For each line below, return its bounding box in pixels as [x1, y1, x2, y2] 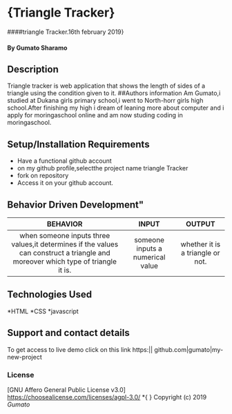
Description [7, 63, 59, 75]
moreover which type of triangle [12, 257, 117, 266]
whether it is [180, 239, 221, 249]
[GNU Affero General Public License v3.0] [7, 385, 126, 394]
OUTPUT [186, 219, 215, 228]
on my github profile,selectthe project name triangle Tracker [17, 164, 188, 172]
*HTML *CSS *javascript [7, 307, 79, 315]
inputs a [136, 244, 162, 253]
